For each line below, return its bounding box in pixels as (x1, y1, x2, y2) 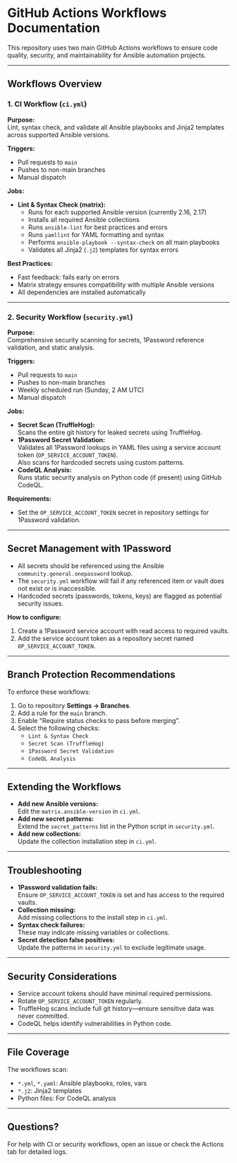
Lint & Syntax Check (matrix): (17, 200, 106, 209)
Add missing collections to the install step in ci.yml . (17, 913, 168, 922)
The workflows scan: (7, 1065, 68, 1073)
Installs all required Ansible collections (28, 215, 140, 224)
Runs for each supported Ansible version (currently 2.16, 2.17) (28, 207, 207, 216)
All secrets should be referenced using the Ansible (17, 561, 164, 570)
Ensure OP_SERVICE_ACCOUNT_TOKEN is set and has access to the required (17, 891, 224, 899)
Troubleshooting (7, 864, 83, 876)
